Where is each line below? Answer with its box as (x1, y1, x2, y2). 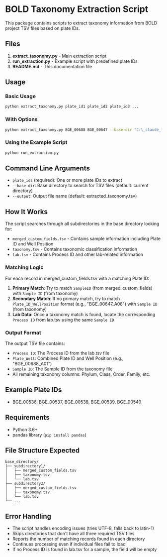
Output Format (5, 329, 41, 336)
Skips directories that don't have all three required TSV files (12, 531, 135, 537)
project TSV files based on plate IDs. (5, 25, 81, 31)
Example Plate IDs (5, 386, 62, 394)
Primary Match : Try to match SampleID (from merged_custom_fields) (12, 285, 153, 291)
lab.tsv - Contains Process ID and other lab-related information (12, 251, 143, 257)
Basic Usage (5, 93, 36, 100)
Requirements (5, 413, 50, 422)
